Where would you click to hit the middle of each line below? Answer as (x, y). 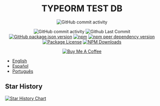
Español (20, 66)
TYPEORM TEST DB (82, 9)
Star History (24, 87)
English (20, 61)
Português (22, 71)
